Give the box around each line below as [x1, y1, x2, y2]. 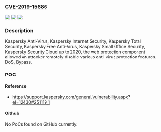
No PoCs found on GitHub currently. [5, 121, 78, 127]
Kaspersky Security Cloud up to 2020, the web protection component [5, 49, 146, 55]
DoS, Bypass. [5, 59, 32, 65]
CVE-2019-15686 [5, 3, 47, 10]
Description [5, 27, 34, 34]
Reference [5, 83, 27, 89]
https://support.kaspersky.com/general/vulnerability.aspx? [12, 94, 131, 100]
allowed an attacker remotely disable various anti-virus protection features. [5, 54, 157, 59]
